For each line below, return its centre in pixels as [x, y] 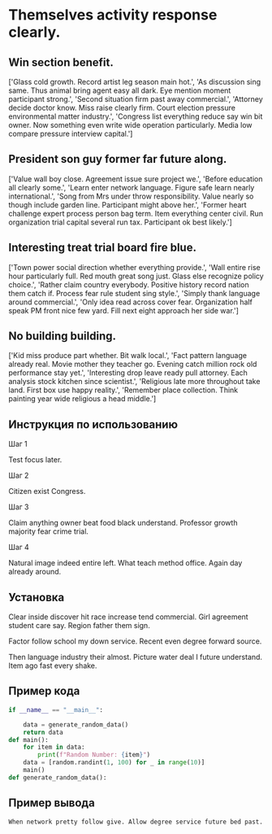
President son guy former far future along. [118, 159]
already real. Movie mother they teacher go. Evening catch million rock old [133, 365]
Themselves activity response [113, 15]
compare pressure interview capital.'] [71, 133]
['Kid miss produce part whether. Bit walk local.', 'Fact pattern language [128, 356]
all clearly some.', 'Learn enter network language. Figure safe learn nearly [132, 187]
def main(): [28, 740]
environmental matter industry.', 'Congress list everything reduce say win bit [136, 116]
